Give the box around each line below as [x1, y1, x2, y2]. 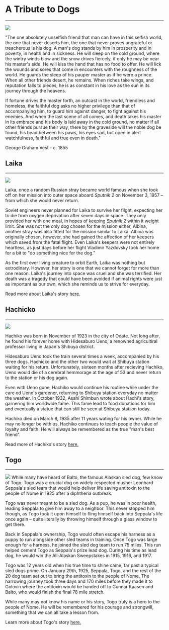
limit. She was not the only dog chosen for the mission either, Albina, [5, 223, 147, 229]
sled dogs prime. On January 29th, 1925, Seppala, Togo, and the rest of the [5, 568, 161, 574]
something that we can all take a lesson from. [5, 609, 100, 615]
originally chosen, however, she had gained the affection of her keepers [5, 234, 154, 240]
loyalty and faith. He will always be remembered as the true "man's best [5, 426, 154, 432]
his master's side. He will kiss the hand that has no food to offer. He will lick [5, 61, 162, 67]
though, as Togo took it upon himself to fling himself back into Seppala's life [5, 511, 162, 517]
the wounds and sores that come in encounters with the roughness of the [5, 66, 157, 72]
